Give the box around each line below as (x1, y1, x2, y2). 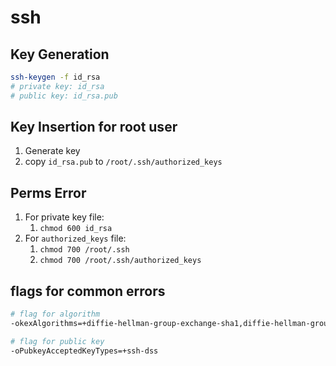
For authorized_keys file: (24, 232, 127, 245)
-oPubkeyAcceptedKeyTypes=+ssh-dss (10, 346, 159, 356)
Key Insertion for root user (10, 119, 178, 136)
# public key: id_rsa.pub (10, 91, 118, 101)
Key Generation (10, 46, 110, 63)
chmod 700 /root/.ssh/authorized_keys (39, 256, 202, 266)
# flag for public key (10, 336, 105, 346)
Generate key (24, 145, 81, 157)
